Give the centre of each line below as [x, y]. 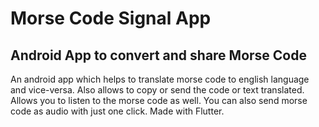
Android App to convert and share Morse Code [158, 55]
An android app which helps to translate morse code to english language [160, 79]
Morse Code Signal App [111, 18]
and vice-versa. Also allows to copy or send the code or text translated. [157, 90]
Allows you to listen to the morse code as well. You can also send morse [159, 100]
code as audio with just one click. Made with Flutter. [117, 111]
